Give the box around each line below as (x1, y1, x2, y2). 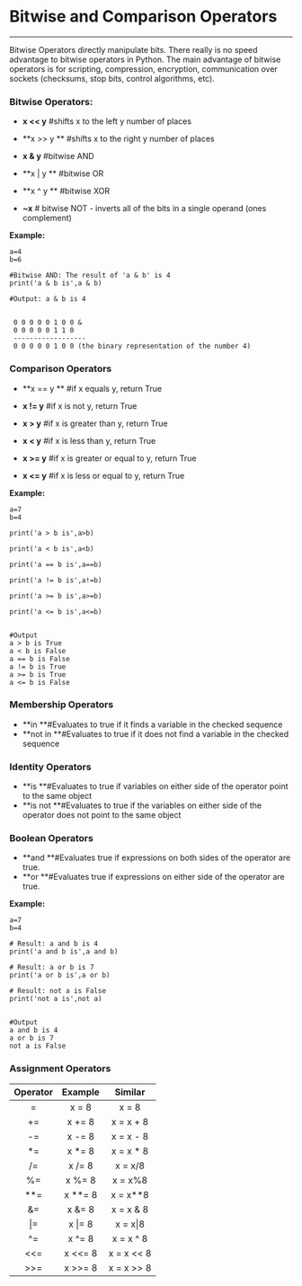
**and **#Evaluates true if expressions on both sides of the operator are (22, 852, 291, 864)
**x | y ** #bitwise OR (22, 168, 104, 179)
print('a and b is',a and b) (9, 947, 119, 956)
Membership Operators (9, 698, 114, 711)
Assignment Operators (9, 1062, 111, 1075)
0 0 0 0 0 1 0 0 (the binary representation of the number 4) (13, 341, 252, 351)
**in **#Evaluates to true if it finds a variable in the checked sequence (22, 719, 283, 730)
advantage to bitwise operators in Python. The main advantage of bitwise (9, 54, 281, 65)
